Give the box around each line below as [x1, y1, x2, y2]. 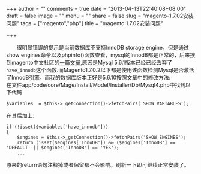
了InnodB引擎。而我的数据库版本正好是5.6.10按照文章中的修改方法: [6, 74, 171, 81]
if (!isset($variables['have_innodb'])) [6, 124, 109, 130]
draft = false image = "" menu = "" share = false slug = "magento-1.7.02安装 [6, 12, 194, 19]
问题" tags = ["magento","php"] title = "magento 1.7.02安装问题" [6, 20, 164, 26]
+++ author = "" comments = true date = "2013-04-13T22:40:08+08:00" [6, 5, 187, 12]
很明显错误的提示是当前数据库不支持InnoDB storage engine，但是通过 [17, 44, 189, 51]
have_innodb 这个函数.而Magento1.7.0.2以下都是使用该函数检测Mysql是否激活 [6, 66, 195, 74]
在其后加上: [6, 112, 35, 119]
